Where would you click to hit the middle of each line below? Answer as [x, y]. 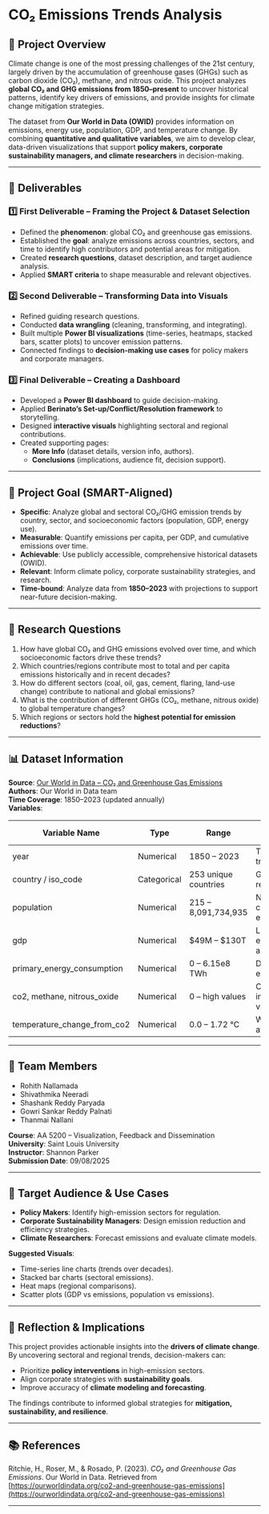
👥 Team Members [53, 1066]
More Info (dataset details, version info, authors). [113, 452]
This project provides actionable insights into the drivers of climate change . [134, 1347]
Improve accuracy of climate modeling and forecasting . [113, 1387]
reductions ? [40, 725]
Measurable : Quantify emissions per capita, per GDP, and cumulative [134, 537]
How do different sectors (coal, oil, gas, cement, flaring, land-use [127, 683]
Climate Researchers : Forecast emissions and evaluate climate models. [139, 1238]
